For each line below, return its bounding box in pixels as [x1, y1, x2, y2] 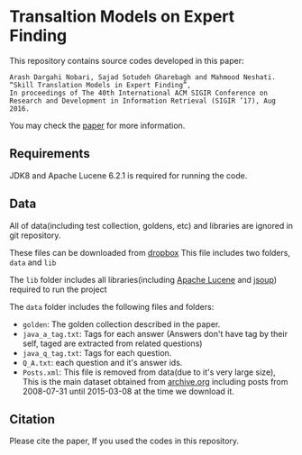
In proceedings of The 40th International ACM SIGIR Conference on [9, 88, 269, 97]
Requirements [9, 146, 90, 161]
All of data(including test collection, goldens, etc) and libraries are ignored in [9, 220, 294, 231]
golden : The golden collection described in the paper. [22, 318, 221, 330]
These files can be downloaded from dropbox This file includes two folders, [9, 247, 291, 258]
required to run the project [9, 284, 107, 295]
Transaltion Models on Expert [9, 6, 235, 27]
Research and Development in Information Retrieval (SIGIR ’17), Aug [9, 96, 277, 105]
